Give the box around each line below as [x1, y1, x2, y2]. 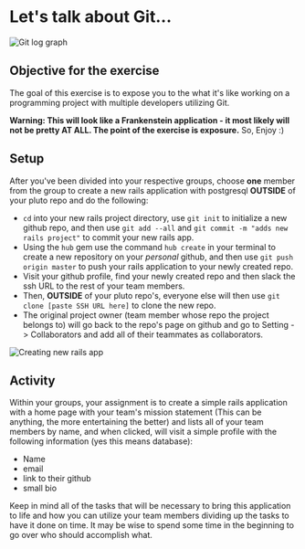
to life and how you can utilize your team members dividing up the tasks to [9, 510, 289, 522]
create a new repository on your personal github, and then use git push [22, 251, 294, 262]
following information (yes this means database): [9, 436, 194, 447]
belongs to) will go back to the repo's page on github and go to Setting [22, 319, 289, 330]
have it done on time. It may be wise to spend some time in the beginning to [9, 520, 295, 531]
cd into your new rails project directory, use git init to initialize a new [22, 212, 288, 223]
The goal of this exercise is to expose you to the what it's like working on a [9, 87, 290, 98]
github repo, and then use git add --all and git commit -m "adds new [22, 222, 289, 233]
